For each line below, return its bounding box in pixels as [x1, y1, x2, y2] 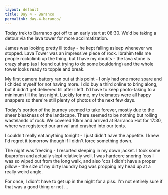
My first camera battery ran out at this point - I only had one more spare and [5, 76, 162, 82]
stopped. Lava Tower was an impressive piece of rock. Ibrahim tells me [5, 50, 151, 56]
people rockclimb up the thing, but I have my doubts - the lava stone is [5, 56, 150, 62]
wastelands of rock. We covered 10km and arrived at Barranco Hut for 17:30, [5, 118, 162, 124]
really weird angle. [5, 169, 43, 175]
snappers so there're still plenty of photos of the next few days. [5, 97, 136, 103]
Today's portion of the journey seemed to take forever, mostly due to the [5, 107, 155, 113]
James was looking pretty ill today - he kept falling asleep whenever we [5, 45, 153, 51]
